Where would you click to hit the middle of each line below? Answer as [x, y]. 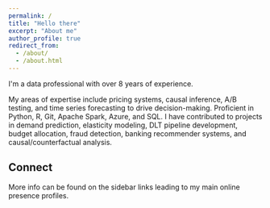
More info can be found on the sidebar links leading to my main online [124, 187]
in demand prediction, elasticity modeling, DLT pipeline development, [123, 125]
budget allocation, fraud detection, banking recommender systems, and [128, 133]
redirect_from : [34, 46]
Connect [31, 167]
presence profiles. [39, 195]
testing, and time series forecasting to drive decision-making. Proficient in [131, 108]
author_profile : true [45, 38]
